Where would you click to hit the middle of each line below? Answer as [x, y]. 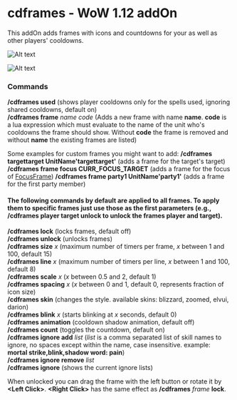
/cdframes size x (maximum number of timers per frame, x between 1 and [116, 247]
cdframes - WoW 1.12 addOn [93, 13]
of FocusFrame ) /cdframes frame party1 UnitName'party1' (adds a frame [116, 177]
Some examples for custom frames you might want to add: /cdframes [110, 154]
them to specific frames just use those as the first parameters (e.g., [110, 207]
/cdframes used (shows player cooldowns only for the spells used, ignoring [119, 102]
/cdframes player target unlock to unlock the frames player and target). [115, 215]
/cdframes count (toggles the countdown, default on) [86, 330]
